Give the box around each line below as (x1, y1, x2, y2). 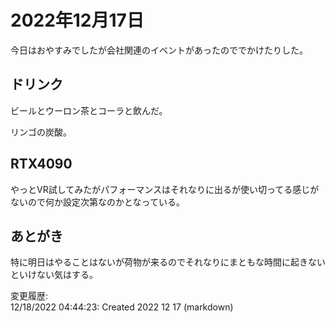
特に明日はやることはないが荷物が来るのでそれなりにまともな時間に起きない (10, 256, 326, 268)
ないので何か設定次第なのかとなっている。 (10, 196, 185, 208)
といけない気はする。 (10, 269, 98, 281)
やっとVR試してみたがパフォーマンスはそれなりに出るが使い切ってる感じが (10, 183, 320, 195)
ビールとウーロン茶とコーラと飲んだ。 (10, 104, 168, 116)
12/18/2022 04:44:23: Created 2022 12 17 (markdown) (10, 301, 234, 313)
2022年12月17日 (10, 9, 145, 32)
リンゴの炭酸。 (10, 126, 72, 138)
